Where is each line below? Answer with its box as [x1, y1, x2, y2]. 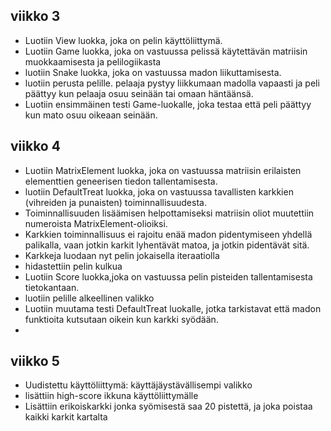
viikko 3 [10, 8, 61, 25]
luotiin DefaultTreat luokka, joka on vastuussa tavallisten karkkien [24, 185, 294, 198]
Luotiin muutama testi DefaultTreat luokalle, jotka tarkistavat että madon [24, 302, 322, 314]
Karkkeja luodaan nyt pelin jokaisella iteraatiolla [24, 249, 220, 261]
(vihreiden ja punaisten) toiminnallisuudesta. [24, 196, 207, 208]
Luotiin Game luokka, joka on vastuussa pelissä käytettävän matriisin [24, 45, 308, 57]
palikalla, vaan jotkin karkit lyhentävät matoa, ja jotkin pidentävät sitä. [24, 239, 310, 251]
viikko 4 [10, 138, 61, 155]
